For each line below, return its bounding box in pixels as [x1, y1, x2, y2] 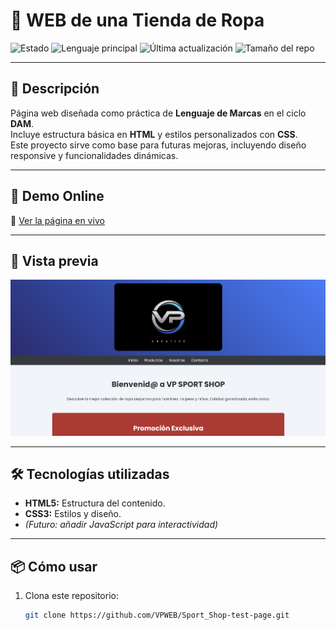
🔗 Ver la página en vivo [10, 214, 105, 226]
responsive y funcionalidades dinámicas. [10, 149, 179, 161]
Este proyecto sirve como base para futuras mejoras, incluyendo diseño [10, 139, 307, 151]
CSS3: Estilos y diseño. [24, 508, 122, 520]
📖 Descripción [10, 80, 100, 98]
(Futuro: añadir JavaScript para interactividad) [24, 519, 219, 531]
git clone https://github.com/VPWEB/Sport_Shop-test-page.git [24, 610, 290, 621]
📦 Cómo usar [10, 558, 98, 575]
